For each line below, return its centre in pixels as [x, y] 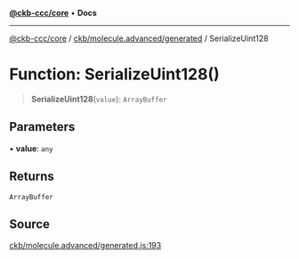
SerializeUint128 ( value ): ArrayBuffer [99, 99]
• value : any [31, 148]
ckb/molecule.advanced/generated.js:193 [85, 246]
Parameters [42, 127]
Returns [32, 177]
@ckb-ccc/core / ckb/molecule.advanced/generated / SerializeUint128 [139, 38]
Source [30, 224]
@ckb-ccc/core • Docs [53, 13]
